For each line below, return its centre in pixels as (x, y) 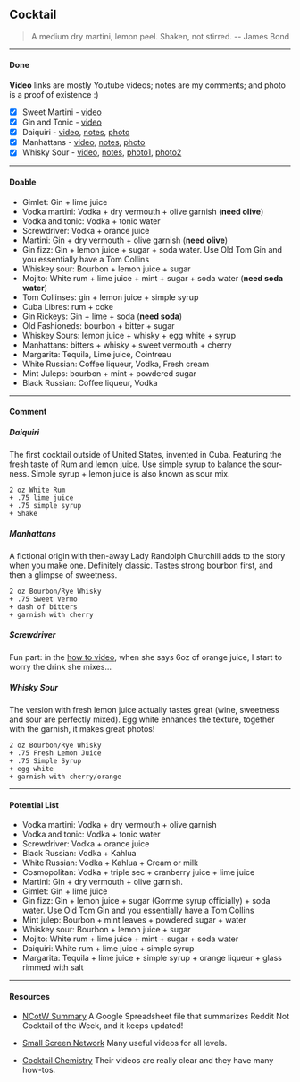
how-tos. (39, 1070)
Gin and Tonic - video (62, 122)
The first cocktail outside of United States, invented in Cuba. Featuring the (146, 455)
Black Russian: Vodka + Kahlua (79, 854)
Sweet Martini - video (62, 112)
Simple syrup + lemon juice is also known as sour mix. (130, 474)
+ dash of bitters (43, 607)
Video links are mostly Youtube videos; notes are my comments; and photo (147, 85)
